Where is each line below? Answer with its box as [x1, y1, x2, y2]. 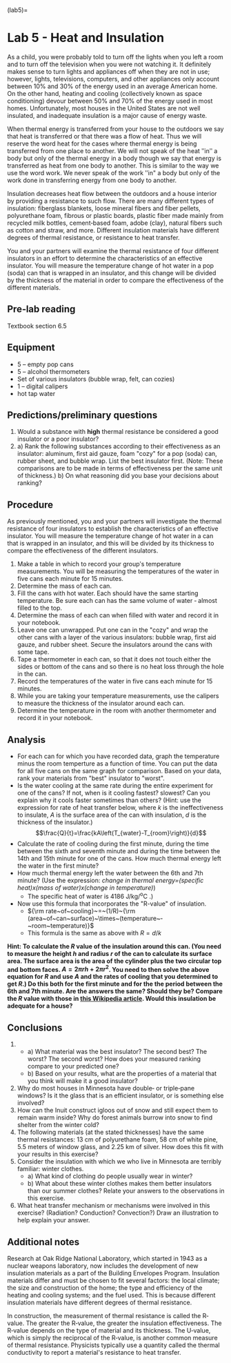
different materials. [7, 283, 61, 292]
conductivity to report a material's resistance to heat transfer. [7, 1348, 181, 1356]
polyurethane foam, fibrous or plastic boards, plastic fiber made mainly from [7, 211, 224, 219]
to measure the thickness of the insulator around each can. [17, 699, 185, 708]
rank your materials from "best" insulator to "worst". [17, 774, 165, 782]
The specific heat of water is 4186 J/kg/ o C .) [27, 891, 154, 900]
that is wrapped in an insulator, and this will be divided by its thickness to [7, 539, 214, 548]
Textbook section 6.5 [7, 321, 67, 330]
